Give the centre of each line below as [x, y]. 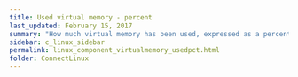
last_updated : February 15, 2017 [71, 26]
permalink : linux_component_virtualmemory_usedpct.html [114, 50]
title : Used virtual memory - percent [81, 17]
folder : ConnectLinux [49, 58]
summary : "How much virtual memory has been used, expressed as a [134, 34]
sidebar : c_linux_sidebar [57, 42]
